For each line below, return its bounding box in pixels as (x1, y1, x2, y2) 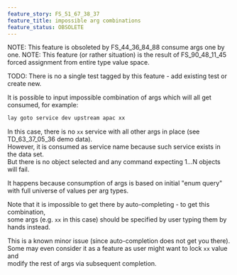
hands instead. (7, 223, 51, 232)
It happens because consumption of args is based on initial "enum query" (7, 179, 223, 188)
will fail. (7, 165, 30, 174)
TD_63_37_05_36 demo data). (7, 135, 93, 144)
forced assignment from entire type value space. (7, 58, 150, 67)
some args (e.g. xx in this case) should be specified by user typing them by (7, 215, 227, 224)
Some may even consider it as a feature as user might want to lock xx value (7, 244, 228, 253)
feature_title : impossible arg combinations (7, 17, 141, 24)
